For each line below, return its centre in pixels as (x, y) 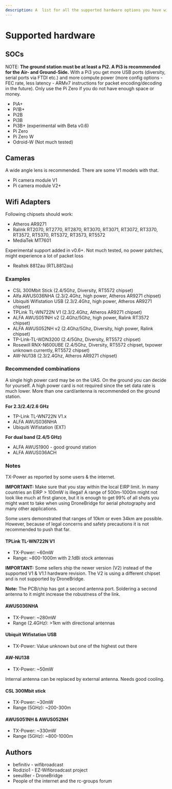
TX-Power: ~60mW (33, 553)
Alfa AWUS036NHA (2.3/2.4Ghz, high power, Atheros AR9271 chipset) (87, 296)
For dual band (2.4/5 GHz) (34, 437)
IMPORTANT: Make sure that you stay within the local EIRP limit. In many (82, 487)
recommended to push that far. (38, 530)
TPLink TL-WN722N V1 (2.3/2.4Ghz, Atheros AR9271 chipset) (77, 312)
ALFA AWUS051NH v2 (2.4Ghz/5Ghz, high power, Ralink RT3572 (81, 317)
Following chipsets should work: (39, 214)
